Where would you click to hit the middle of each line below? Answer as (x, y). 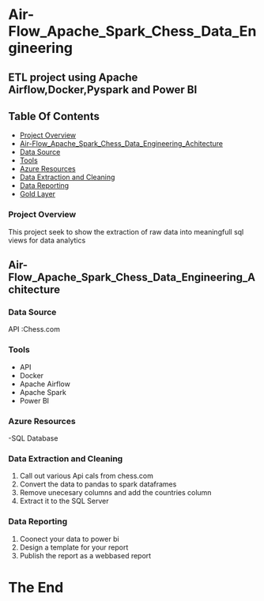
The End (36, 587)
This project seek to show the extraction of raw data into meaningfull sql (126, 231)
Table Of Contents (54, 116)
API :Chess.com (34, 329)
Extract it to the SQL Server (64, 501)
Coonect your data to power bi (70, 539)
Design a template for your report (74, 547)
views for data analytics (47, 240)
